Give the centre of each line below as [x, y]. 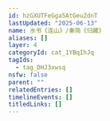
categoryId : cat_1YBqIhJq [51, 53]
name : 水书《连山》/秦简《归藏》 [57, 30]
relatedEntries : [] [41, 90]
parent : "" [26, 82]
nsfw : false [28, 75]
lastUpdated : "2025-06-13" [53, 23]
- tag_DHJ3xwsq [41, 68]
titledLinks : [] [35, 104]
